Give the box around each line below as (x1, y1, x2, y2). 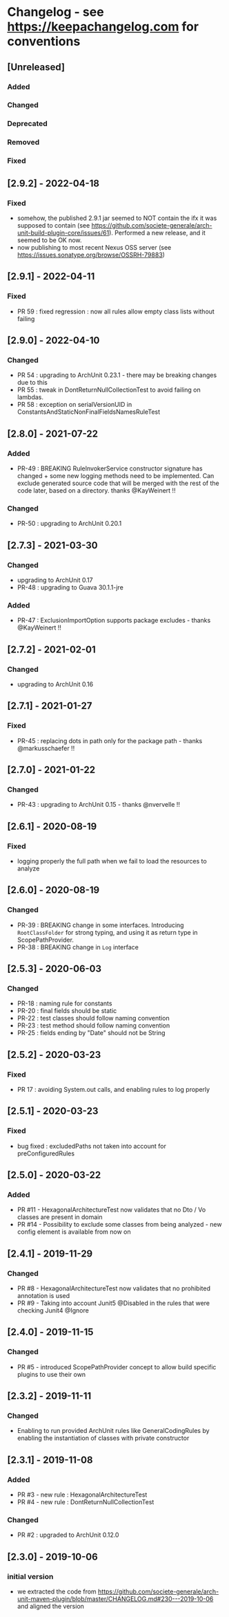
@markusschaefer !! (17, 744, 75, 752)
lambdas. (17, 393, 43, 401)
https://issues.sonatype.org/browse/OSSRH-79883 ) (17, 250, 166, 259)
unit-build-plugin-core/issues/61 (17, 228, 110, 237)
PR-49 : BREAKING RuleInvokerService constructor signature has (17, 464, 203, 473)
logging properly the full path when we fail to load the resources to (17, 857, 207, 865)
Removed (7, 138, 40, 147)
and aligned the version (17, 1602, 85, 1611)
